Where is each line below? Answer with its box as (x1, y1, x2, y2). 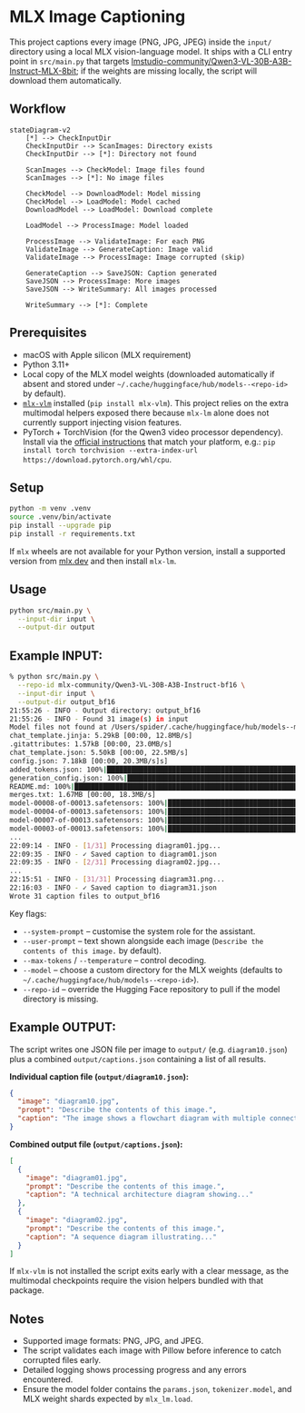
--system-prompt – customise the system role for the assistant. (22, 925, 256, 937)
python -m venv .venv (9, 504, 92, 513)
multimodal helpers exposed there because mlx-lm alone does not (22, 407, 270, 418)
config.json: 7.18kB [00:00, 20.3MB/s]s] (9, 756, 169, 765)
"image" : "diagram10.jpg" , (17, 1097, 120, 1106)
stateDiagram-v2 (9, 125, 71, 134)
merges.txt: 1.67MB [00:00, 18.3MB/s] (9, 791, 156, 800)
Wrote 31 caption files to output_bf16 (9, 891, 161, 901)
